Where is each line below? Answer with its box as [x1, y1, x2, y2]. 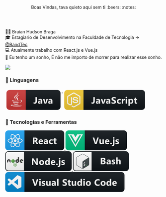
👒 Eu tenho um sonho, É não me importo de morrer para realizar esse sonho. [5, 54, 162, 60]
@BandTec [5, 42, 28, 47]
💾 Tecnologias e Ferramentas [5, 119, 77, 126]
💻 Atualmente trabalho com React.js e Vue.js [5, 47, 98, 53]
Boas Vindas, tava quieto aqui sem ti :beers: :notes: [31, 4, 136, 10]
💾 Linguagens [5, 77, 39, 84]
